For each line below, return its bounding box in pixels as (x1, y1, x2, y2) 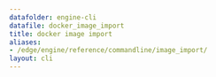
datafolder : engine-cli (9, 12, 97, 22)
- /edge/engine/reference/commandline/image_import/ (9, 46, 208, 55)
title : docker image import (9, 29, 113, 38)
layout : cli (9, 54, 53, 63)
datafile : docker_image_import (9, 21, 125, 30)
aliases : (9, 37, 42, 47)
